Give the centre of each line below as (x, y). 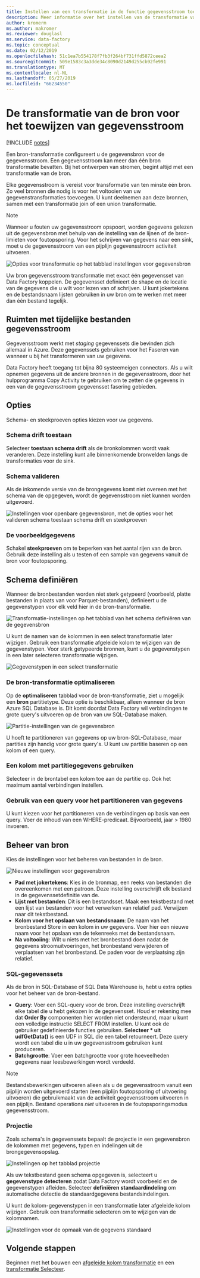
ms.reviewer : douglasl (34, 34)
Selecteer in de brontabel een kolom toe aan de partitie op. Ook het (89, 778)
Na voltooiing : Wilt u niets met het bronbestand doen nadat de (91, 939)
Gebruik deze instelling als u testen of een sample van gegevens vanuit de (97, 555)
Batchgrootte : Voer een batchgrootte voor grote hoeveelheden (92, 1056)
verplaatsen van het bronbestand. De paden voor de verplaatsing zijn (100, 952)
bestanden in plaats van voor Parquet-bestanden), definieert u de (87, 600)
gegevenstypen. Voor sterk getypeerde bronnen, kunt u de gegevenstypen (98, 649)
